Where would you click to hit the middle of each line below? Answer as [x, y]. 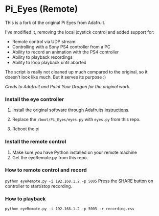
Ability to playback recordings [42, 57]
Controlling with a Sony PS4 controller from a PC [61, 47]
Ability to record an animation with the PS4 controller [65, 52]
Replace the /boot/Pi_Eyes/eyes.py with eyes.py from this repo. [76, 120]
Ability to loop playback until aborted [49, 62]
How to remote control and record [46, 170]
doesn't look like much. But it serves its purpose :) [56, 77]
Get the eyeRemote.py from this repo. [50, 157]
